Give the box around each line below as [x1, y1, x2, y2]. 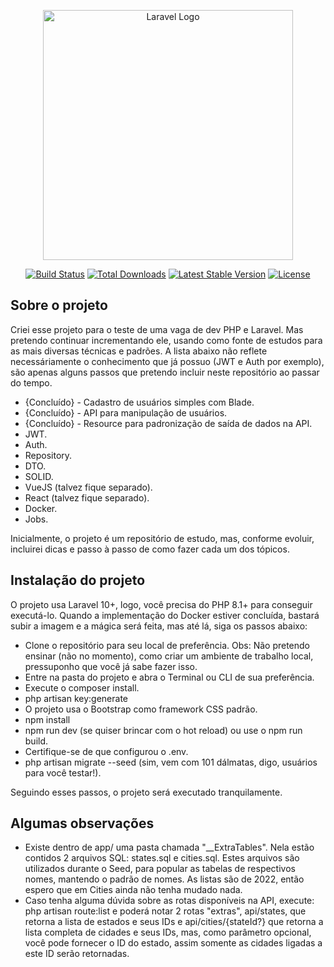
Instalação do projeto [10, 572, 146, 589]
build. [24, 735, 49, 747]
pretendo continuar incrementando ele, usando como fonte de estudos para [10, 334, 323, 346]
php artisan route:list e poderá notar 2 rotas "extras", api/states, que [24, 905, 307, 917]
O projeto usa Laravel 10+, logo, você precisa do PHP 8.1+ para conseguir [10, 598, 313, 610]
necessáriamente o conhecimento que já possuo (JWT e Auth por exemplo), [10, 355, 325, 367]
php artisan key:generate [24, 692, 129, 704]
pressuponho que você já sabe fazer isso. [24, 660, 198, 672]
